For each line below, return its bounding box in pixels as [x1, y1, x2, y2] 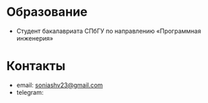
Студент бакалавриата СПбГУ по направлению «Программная [16, 27, 202, 35]
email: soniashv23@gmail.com [16, 80, 104, 89]
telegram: [16, 88, 44, 96]
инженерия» [16, 34, 54, 42]
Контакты [6, 58, 66, 74]
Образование [6, 4, 88, 20]
